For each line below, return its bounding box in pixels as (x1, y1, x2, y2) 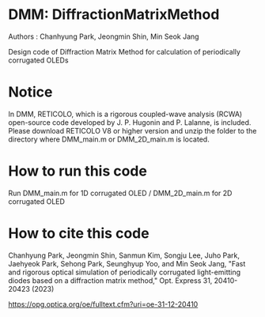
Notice (8, 83, 53, 101)
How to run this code (8, 162, 148, 180)
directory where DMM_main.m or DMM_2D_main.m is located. (8, 134, 210, 144)
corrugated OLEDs (8, 55, 69, 65)
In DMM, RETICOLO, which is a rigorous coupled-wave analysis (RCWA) (8, 109, 243, 119)
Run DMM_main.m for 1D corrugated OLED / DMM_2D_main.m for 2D (8, 188, 233, 198)
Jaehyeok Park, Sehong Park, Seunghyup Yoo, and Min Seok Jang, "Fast (8, 259, 246, 268)
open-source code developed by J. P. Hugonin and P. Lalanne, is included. (8, 117, 252, 127)
